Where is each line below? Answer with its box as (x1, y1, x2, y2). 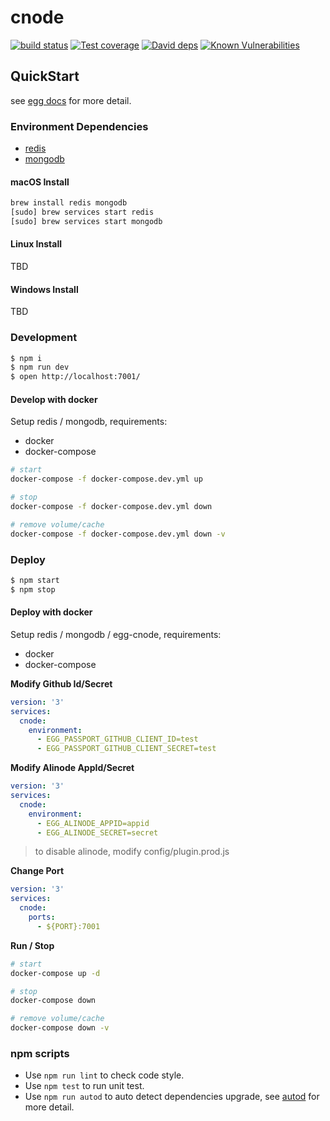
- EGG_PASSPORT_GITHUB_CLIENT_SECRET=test (36, 744, 217, 754)
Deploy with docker (10, 606, 93, 618)
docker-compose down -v (10, 1023, 110, 1033)
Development (10, 331, 78, 345)
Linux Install (10, 238, 62, 250)
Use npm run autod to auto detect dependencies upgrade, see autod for (24, 1091, 320, 1103)
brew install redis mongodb (10, 198, 128, 208)
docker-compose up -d (10, 968, 101, 978)
